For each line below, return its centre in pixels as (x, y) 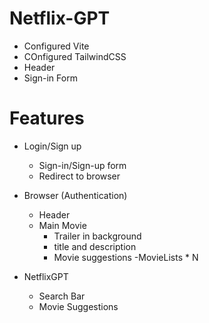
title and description (95, 246)
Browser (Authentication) (75, 195)
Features (47, 118)
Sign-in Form (50, 78)
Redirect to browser (79, 176)
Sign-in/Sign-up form (82, 165)
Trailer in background (97, 236)
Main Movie (62, 225)
